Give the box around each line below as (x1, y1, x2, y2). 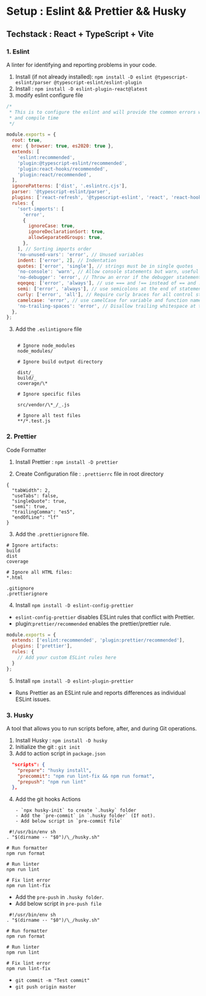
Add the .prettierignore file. (15, 530, 89, 538)
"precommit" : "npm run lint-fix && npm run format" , (17, 773, 155, 779)
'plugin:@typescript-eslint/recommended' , (17, 160, 128, 167)
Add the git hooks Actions (15, 796, 81, 803)
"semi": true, (12, 503, 48, 509)
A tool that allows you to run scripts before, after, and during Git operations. (6, 724, 197, 732)
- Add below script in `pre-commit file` (15, 818, 123, 825)
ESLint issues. (15, 696, 51, 703)
